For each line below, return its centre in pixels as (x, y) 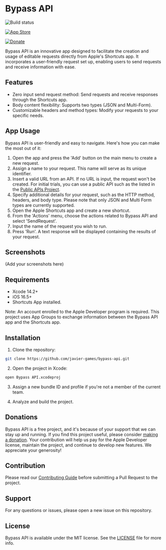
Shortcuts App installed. (37, 302)
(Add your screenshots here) (34, 264)
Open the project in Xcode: (40, 368)
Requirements (27, 279)
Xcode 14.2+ (25, 292)
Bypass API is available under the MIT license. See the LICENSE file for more (83, 538)
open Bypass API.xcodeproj (33, 377)
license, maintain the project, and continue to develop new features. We (79, 445)
